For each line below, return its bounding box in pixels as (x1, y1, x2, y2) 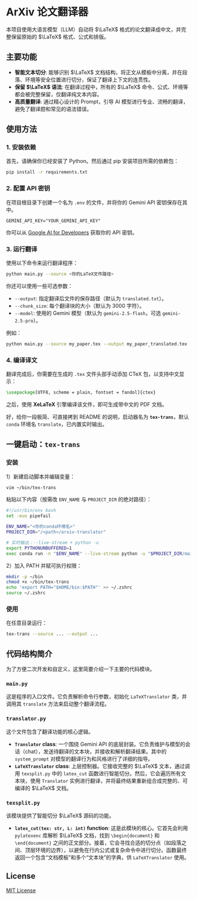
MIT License (6, 887, 36, 894)
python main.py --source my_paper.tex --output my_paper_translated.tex (6, 341, 188, 347)
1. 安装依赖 (6, 143, 36, 151)
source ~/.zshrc (6, 590, 46, 596)
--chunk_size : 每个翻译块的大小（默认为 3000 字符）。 (14, 302, 145, 309)
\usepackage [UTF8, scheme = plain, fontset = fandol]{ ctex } (6, 389, 157, 395)
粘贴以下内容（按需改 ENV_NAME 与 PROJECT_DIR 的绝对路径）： (6, 496, 152, 503)
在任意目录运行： (6, 619, 47, 626)
